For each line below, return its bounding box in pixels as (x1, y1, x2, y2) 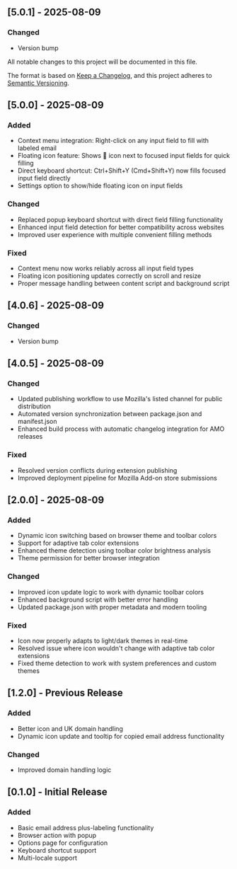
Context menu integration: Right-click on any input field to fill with (17, 137, 209, 145)
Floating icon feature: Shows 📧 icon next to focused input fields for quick (17, 151, 231, 160)
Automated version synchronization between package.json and (17, 410, 202, 418)
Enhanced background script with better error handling (17, 595, 178, 604)
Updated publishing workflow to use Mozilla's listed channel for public (17, 395, 223, 403)
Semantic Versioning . (7, 79, 69, 87)
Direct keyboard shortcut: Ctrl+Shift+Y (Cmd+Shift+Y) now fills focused (17, 166, 226, 175)
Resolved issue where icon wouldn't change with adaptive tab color (17, 644, 215, 652)
